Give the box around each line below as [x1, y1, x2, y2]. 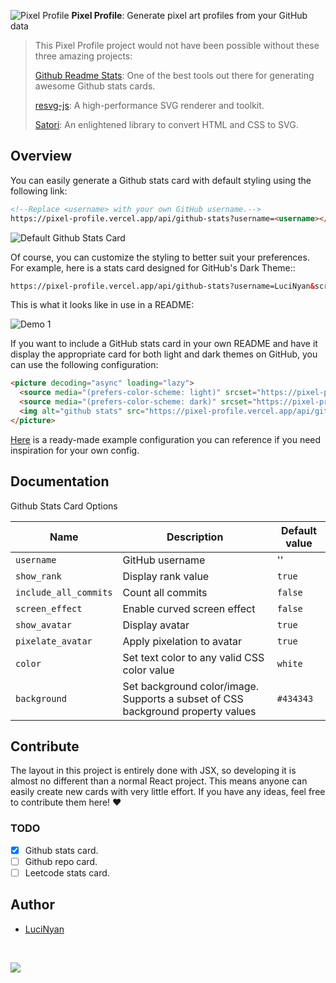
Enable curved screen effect [122, 601, 256, 615]
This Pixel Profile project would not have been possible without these [34, 40, 320, 51]
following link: [10, 185, 68, 197]
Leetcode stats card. [24, 866, 110, 879]
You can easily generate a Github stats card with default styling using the [10, 174, 312, 186]
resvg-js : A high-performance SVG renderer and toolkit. [34, 100, 265, 111]
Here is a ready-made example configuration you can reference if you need [10, 433, 322, 445]
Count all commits [122, 585, 208, 599]
